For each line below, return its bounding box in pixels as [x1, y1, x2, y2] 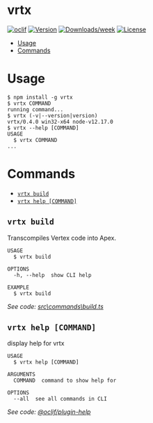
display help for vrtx [7, 339, 65, 347]
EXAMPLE [7, 284, 30, 291]
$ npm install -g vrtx [7, 94, 73, 101]
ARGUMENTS [7, 371, 36, 378]
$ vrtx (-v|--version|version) [7, 112, 98, 119]
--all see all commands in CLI [13, 396, 108, 403]
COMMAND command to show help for [13, 377, 117, 385]
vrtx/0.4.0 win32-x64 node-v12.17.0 [7, 118, 113, 125]
